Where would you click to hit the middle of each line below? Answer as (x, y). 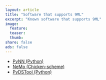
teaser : (18, 33)
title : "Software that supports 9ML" (44, 14)
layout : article (22, 10)
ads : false (16, 47)
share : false (19, 42)
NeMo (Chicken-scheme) (38, 66)
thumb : (16, 38)
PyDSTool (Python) (32, 72)
